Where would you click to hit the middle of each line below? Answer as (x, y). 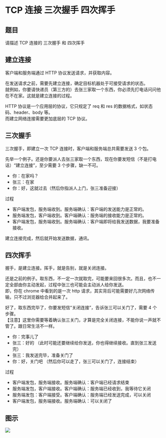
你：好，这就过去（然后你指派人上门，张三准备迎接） (66, 188)
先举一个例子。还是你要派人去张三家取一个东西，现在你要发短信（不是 (77, 159)
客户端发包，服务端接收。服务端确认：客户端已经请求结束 (71, 383)
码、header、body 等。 (29, 112)
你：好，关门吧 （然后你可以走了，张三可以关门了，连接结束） (76, 361)
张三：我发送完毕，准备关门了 (42, 355)
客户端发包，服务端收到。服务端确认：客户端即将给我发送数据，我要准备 (86, 221)
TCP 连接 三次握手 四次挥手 (60, 10)
